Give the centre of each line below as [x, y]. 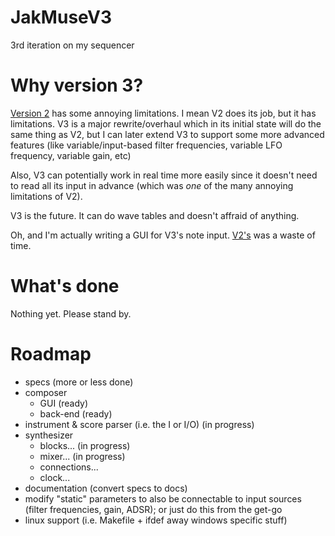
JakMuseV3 [61, 17]
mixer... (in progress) [82, 456]
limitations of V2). [46, 196]
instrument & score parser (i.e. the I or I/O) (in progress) [139, 424]
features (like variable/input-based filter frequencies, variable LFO [146, 145]
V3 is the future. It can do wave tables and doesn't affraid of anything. [155, 215]
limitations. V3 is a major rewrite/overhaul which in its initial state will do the [166, 123]
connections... [69, 467]
